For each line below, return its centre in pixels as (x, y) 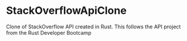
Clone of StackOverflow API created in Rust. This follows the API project (93, 27)
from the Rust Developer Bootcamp (49, 32)
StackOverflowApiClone (66, 11)
